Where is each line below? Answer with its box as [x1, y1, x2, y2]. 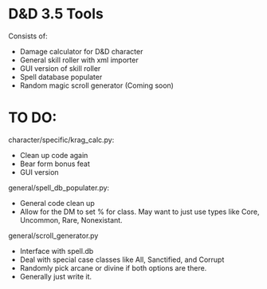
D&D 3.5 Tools [8, 5, 104, 23]
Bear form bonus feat [19, 159, 90, 168]
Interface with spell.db [19, 246, 94, 255]
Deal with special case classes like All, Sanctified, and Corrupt [19, 255, 225, 264]
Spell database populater [19, 72, 103, 81]
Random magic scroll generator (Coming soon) [19, 81, 174, 90]
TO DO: [8, 109, 57, 127]
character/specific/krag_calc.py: [8, 135, 115, 144]
